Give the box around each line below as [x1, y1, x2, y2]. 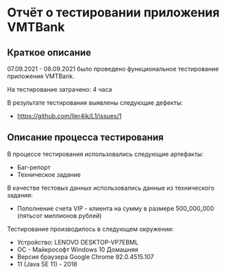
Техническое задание [16, 170, 81, 179]
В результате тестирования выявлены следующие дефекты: [7, 99, 184, 107]
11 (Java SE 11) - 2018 [16, 260, 77, 268]
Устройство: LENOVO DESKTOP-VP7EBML [16, 238, 139, 246]
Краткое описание [7, 47, 91, 58]
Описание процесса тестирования [7, 132, 164, 143]
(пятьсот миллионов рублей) [16, 211, 102, 220]
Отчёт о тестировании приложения [7, 5, 220, 21]
